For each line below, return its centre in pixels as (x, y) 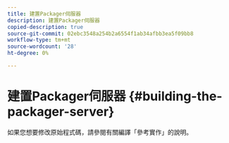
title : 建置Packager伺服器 (44, 14)
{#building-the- (175, 97)
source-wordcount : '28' (42, 46)
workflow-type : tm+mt (39, 40)
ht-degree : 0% (28, 54)
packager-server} (61, 112)
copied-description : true (45, 27)
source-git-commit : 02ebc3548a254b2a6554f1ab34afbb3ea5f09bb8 (100, 33)
